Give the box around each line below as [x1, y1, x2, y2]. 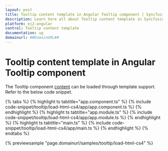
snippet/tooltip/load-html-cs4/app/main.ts [5, 125, 92, 131]
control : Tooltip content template [5, 26, 79, 31]
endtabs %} [5, 130, 30, 136]
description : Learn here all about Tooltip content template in [5, 16, 142, 21]
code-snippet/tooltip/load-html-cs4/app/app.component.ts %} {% [5, 104, 142, 110]
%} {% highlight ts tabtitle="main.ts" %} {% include [5, 120, 111, 126]
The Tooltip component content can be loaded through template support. [5, 83, 156, 90]
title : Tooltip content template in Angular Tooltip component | [5, 12, 144, 17]
